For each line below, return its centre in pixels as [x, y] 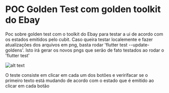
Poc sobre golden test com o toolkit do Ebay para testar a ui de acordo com [84, 34]
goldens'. [15, 50]
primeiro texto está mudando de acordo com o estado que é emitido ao [80, 80]
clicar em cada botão [27, 86]
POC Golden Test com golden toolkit [83, 9]
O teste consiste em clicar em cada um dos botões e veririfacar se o [77, 75]
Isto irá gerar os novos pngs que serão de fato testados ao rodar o [95, 50]
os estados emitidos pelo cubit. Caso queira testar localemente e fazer [79, 39]
